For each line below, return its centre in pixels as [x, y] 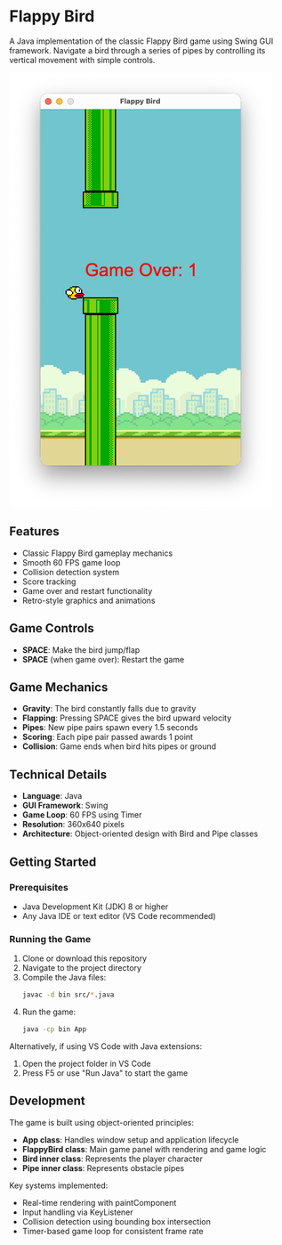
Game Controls [52, 628]
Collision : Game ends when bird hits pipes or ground [119, 746]
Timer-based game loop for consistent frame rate [113, 1231]
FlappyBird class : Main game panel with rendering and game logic [144, 1149]
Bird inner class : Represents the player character [112, 1159]
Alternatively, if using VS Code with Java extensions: [106, 1046]
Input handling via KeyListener [77, 1212]
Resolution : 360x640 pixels [73, 825]
